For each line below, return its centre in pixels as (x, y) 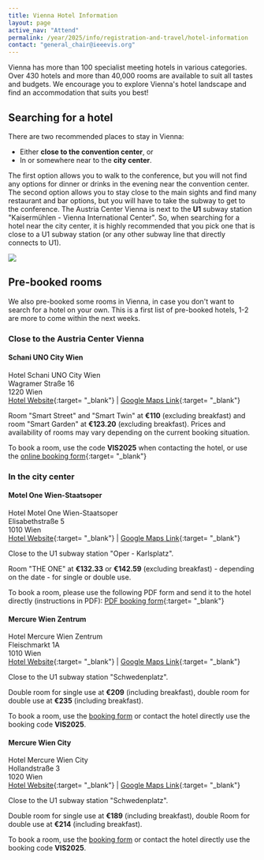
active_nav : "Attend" (44, 30)
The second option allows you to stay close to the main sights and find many (132, 192)
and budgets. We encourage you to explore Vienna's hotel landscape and (127, 85)
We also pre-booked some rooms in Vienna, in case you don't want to (121, 301)
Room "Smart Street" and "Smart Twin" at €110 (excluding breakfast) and (127, 415)
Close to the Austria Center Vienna (76, 338)
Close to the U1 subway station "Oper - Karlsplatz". (91, 553)
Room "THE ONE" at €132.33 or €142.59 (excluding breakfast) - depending (131, 569)
